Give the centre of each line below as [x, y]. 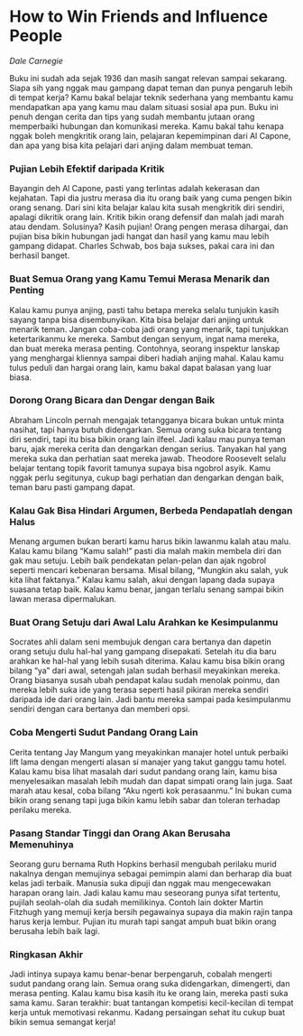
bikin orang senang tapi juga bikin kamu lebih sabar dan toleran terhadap [145, 800]
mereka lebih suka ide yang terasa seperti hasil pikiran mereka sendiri [139, 690]
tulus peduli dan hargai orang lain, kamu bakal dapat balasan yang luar [141, 367]
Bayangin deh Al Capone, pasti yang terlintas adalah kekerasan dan [134, 189]
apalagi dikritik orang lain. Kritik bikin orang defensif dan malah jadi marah [147, 217]
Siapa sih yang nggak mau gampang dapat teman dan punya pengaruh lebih [151, 88]
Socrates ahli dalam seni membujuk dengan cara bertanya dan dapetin [141, 642]
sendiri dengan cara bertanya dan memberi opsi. [100, 709]
